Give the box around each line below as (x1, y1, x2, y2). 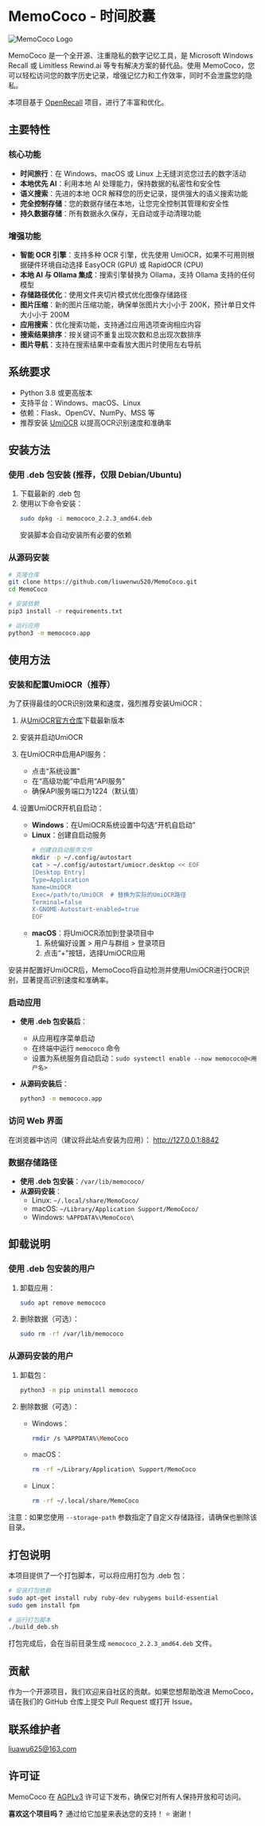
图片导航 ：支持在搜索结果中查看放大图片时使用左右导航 (19, 340, 201, 349)
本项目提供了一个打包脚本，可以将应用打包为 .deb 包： (8, 1570, 188, 1580)
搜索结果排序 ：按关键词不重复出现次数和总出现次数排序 (19, 329, 201, 339)
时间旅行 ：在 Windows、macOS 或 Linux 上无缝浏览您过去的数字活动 (19, 168, 247, 178)
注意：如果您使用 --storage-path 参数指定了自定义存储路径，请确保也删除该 (8, 1513, 258, 1522)
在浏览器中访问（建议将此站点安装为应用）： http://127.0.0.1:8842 (8, 1135, 220, 1144)
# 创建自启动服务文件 (31, 846, 93, 854)
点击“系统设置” (31, 766, 80, 776)
